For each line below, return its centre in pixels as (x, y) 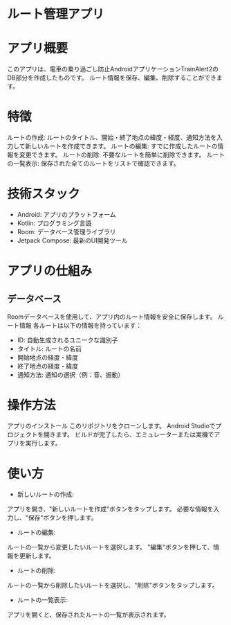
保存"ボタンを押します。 (63, 518)
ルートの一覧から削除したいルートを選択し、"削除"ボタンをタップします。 (113, 585)
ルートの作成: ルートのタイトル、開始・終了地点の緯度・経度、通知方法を (112, 138)
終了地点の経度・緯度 (47, 366)
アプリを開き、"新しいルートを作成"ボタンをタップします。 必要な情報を (110, 509)
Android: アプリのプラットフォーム (66, 214)
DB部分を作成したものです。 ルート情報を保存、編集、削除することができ (112, 78)
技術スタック (44, 194)
